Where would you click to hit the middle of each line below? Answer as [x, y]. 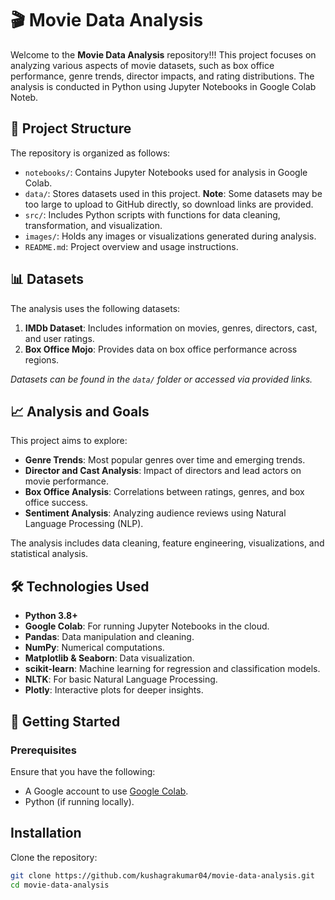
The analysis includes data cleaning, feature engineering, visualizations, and [167, 543]
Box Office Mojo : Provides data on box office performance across [161, 349]
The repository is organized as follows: [90, 153]
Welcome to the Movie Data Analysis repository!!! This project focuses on [163, 54]
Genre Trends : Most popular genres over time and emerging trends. [165, 460]
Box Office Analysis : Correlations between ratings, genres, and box [164, 492]
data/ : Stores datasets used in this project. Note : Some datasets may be [173, 193]
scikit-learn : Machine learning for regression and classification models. [172, 669]
